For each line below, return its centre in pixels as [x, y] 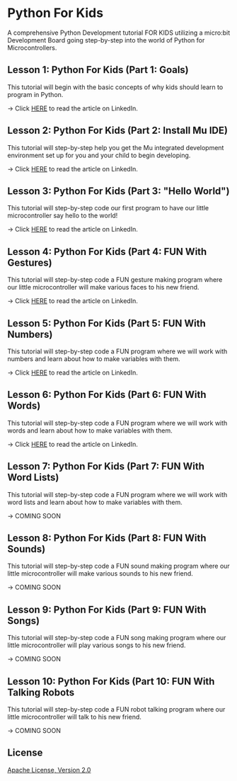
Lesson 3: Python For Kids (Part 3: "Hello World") [118, 191]
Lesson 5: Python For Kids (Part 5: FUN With [107, 323]
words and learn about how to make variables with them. [90, 431]
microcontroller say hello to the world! [63, 216]
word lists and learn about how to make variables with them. [95, 502]
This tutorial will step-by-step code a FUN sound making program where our [118, 566]
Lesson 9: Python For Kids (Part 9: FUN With [107, 609]
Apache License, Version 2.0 [49, 770]
